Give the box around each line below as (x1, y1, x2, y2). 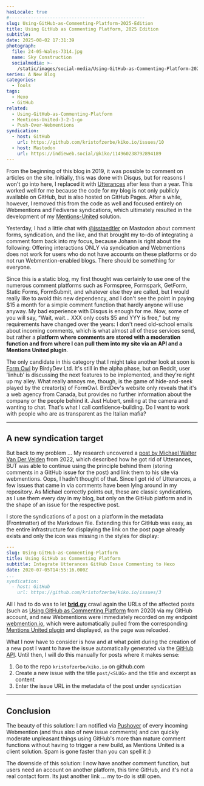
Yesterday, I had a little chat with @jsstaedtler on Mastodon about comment (6, 224, 195, 232)
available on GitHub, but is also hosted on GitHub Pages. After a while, (6, 193, 182, 200)
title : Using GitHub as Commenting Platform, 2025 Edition (6, 26, 159, 32)
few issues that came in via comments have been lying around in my (6, 482, 177, 489)
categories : (6, 77, 36, 83)
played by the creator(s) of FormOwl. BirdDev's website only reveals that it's (6, 384, 197, 391)
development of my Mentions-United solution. (6, 213, 121, 220)
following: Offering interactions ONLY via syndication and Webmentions (6, 244, 186, 251)
